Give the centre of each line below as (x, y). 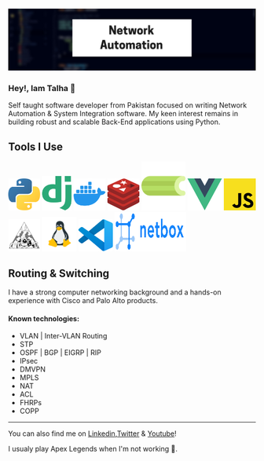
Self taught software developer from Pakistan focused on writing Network (128, 105)
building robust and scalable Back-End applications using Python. (114, 122)
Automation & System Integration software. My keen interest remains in (123, 114)
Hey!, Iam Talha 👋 (42, 88)
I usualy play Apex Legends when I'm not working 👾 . (93, 449)
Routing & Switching (59, 273)
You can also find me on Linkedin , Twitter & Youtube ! (92, 434)
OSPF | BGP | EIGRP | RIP (60, 353)
